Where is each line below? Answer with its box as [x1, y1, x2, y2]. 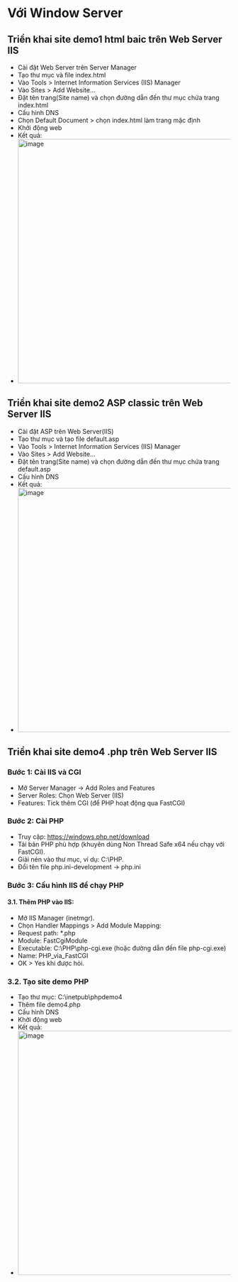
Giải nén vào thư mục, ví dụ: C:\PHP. [17, 854, 124, 864]
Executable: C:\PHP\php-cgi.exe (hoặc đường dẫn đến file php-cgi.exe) [17, 943, 227, 952]
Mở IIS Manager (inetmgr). [17, 913, 95, 922]
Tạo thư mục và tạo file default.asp [17, 435, 120, 443]
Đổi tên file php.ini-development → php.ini [17, 862, 142, 871]
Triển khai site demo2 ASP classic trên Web [7, 397, 203, 409]
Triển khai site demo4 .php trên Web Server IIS [7, 746, 217, 758]
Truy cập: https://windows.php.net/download [17, 832, 150, 841]
